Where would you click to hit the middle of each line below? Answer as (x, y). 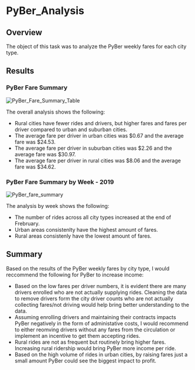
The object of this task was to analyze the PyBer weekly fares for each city (96, 46)
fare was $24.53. (35, 142)
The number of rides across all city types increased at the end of (93, 217)
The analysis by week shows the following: (58, 205)
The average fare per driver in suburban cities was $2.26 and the (93, 148)
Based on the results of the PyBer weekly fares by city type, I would (88, 268)
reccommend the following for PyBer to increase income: (75, 275)
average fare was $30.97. (45, 154)
